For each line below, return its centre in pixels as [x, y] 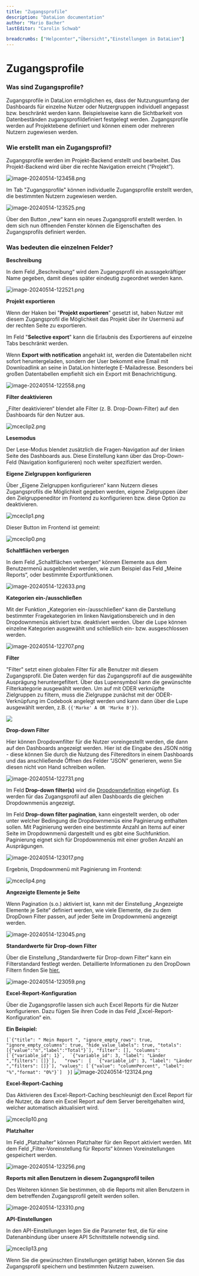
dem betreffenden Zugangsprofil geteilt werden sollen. [73, 1196]
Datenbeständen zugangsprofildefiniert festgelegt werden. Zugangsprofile [97, 119]
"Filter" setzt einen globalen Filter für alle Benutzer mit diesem [82, 670]
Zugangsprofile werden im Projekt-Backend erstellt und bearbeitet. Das [94, 160]
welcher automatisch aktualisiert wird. [53, 1108]
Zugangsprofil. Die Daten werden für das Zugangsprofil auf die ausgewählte [99, 676]
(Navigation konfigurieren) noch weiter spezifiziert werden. [90, 462]
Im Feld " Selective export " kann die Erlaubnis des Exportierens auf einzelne [99, 337]
